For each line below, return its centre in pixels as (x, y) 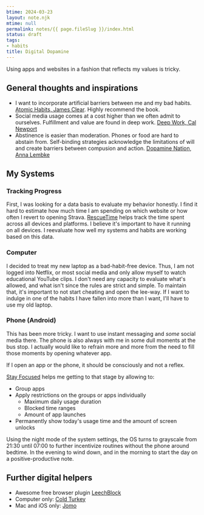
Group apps (30, 388)
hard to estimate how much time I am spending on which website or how (97, 211)
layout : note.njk (28, 18)
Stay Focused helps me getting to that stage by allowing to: (80, 377)
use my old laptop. (29, 305)
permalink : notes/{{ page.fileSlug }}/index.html (70, 29)
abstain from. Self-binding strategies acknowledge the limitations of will (105, 141)
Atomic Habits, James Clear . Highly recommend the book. (87, 109)
